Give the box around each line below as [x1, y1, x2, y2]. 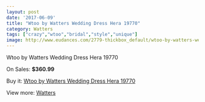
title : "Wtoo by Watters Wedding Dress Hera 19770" [6, 20, 140, 26]
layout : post [6, 8, 40, 15]
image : [6, 37, 23, 43]
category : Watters [6, 25, 53, 32]
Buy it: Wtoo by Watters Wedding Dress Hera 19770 [6, 77, 136, 84]
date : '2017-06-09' [6, 15, 56, 21]
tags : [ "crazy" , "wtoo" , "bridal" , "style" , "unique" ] [6, 32, 138, 38]
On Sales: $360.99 [6, 66, 55, 73]
